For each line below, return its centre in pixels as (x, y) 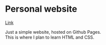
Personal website (41, 9)
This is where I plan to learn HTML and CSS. (50, 37)
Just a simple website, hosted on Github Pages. (53, 32)
